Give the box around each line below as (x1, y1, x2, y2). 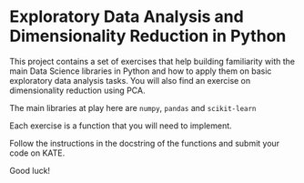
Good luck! (9, 165, 51, 176)
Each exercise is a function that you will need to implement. (9, 120, 232, 131)
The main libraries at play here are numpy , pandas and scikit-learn (9, 102, 257, 113)
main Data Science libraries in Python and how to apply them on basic (9, 66, 272, 76)
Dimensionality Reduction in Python (9, 25, 287, 46)
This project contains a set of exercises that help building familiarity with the (9, 56, 296, 66)
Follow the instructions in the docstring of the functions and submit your (9, 137, 280, 148)
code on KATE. (9, 147, 66, 158)
